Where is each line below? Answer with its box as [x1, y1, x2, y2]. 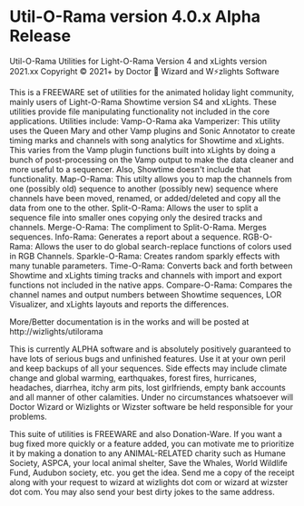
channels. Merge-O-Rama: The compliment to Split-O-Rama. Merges [9, 221, 268, 232]
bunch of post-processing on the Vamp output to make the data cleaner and [9, 154, 294, 165]
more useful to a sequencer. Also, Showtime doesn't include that [9, 163, 251, 174]
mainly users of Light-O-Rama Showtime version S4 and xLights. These [9, 96, 277, 107]
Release [9, 25, 71, 46]
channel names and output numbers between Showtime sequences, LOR [9, 288, 282, 300]
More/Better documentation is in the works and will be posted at [9, 316, 250, 327]
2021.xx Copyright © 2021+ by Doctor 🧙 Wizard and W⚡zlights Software [9, 65, 279, 76]
